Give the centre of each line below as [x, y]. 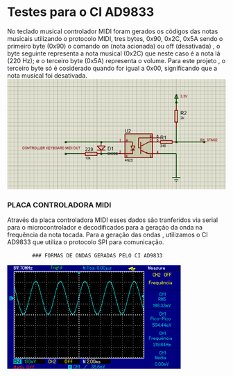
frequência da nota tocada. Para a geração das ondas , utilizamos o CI [107, 234]
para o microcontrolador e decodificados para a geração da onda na [105, 227]
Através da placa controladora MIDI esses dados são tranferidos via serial [113, 220]
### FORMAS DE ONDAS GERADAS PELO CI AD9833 [97, 255]
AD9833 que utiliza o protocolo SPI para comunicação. [86, 242]
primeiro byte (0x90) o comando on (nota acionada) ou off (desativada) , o [114, 46]
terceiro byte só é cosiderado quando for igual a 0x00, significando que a [112, 68]
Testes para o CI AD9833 [81, 12]
